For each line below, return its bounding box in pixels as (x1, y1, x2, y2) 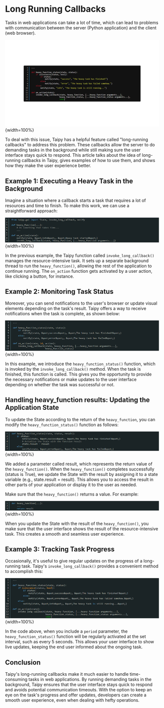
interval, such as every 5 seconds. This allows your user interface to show (5, 639, 155, 645)
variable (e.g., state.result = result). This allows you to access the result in (5, 476, 154, 483)
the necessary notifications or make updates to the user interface (5, 376, 137, 382)
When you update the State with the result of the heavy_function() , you (5, 520, 149, 526)
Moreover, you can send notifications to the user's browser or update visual (5, 300, 158, 307)
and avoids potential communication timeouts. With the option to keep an (5, 687, 152, 693)
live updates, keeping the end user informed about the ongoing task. (5, 644, 143, 650)
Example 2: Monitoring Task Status (5, 287, 114, 296)
